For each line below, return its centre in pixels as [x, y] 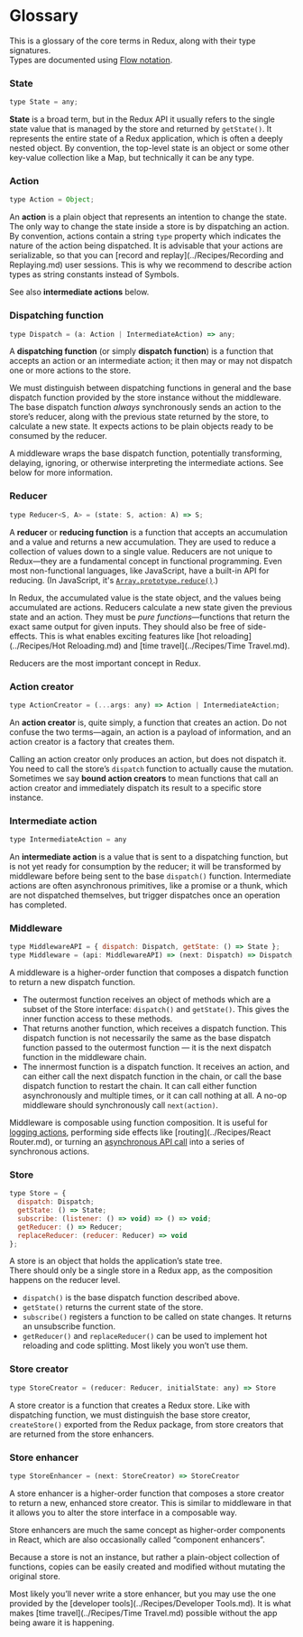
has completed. [38, 905]
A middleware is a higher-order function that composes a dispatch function [149, 972]
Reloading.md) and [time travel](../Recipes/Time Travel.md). [179, 646]
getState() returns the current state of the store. [113, 1307]
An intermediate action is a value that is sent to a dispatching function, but [149, 856]
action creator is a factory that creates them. [92, 741]
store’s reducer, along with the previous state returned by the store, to [139, 417]
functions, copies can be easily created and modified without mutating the [147, 1567]
